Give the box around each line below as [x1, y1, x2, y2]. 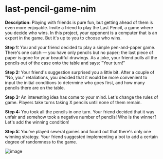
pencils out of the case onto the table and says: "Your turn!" [5, 60, 126, 66]
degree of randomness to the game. [5, 139, 77, 144]
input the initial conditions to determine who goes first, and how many [5, 79, 145, 86]
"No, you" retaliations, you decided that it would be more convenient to [5, 74, 147, 80]
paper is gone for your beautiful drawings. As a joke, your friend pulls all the [5, 54, 158, 60]
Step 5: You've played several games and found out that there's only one [5, 128, 152, 134]
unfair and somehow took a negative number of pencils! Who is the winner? [5, 114, 157, 120]
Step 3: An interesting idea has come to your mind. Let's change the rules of [5, 94, 159, 100]
